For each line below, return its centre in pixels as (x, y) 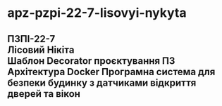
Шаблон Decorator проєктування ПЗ (91, 61)
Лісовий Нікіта (41, 49)
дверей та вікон (44, 94)
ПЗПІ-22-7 (31, 39)
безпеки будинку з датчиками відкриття (102, 82)
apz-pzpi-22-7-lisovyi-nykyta (97, 13)
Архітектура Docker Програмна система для (111, 72)
